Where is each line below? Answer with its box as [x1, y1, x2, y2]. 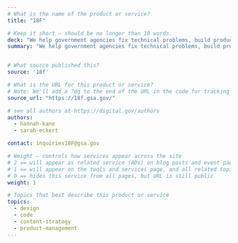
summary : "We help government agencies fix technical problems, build [7, 43, 220, 50]
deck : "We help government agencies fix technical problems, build [7, 36, 211, 43]
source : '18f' [7, 69, 50, 76]
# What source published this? [7, 62, 100, 69]
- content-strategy [13, 217, 72, 225]
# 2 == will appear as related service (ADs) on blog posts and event [7, 159, 220, 166]
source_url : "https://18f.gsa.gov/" [7, 94, 115, 101]
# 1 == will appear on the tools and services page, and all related [7, 166, 217, 173]
